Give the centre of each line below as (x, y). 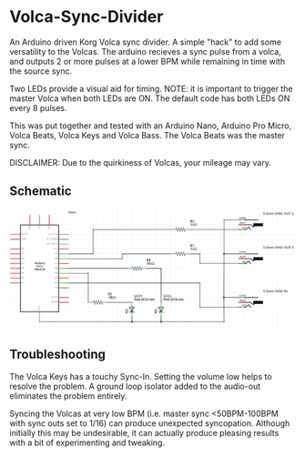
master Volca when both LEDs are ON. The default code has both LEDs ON (150, 98)
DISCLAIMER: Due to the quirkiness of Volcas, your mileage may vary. (140, 162)
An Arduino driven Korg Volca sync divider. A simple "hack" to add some (146, 42)
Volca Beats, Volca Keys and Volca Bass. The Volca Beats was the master (147, 135)
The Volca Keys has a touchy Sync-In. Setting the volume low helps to (141, 376)
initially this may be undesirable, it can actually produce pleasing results (144, 432)
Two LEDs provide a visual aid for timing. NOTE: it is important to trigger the (151, 88)
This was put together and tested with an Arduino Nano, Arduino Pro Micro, (151, 126)
